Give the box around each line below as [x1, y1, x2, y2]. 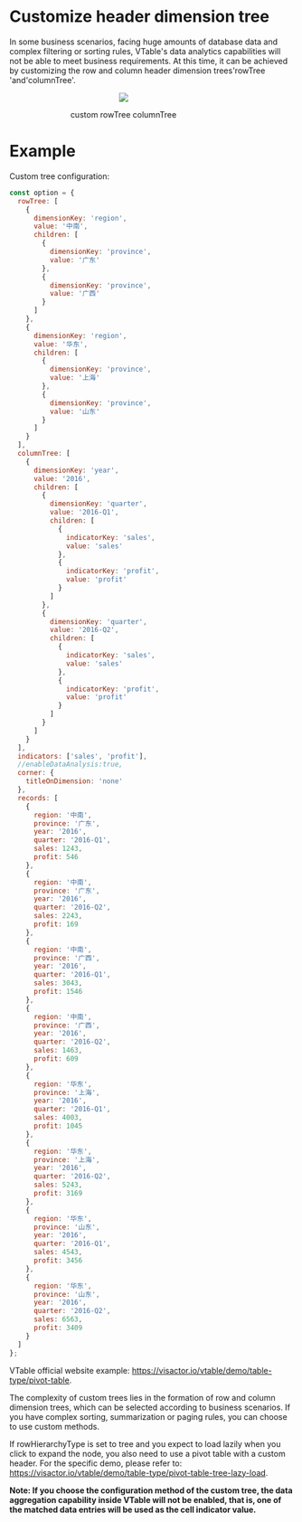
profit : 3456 [33, 1256, 83, 1265]
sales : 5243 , [33, 1180, 83, 1190]
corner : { [17, 769, 54, 778]
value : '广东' [49, 255, 100, 264]
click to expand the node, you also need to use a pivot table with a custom [9, 1448, 287, 1459]
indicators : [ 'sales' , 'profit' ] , [17, 752, 147, 761]
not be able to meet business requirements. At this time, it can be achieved [9, 55, 288, 66]
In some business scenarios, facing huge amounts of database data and [9, 36, 278, 47]
